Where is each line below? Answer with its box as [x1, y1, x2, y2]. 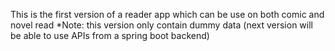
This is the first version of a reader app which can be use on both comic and [10, 9, 325, 20]
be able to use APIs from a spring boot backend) [10, 30, 210, 41]
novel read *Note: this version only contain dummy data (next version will [10, 19, 313, 31]
